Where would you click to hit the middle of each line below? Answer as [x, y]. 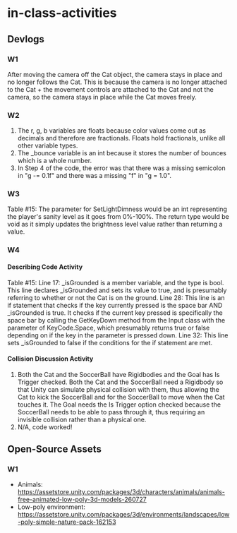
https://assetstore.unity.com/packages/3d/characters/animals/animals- [121, 492]
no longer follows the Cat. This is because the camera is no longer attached [117, 82]
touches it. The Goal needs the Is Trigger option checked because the [119, 405]
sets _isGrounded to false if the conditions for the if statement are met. [110, 342]
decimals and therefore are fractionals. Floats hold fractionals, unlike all [121, 138]
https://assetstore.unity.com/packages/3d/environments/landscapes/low [123, 515]
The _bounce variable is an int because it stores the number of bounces [122, 153]
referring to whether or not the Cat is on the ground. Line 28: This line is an [116, 297]
